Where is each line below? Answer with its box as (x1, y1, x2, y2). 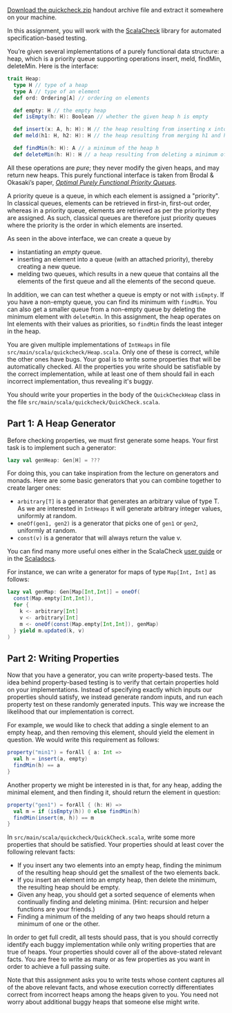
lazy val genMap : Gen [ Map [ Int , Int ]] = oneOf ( (7, 589, 141, 596)
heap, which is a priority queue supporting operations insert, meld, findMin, (7, 55, 222, 63)
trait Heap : (7, 75, 41, 82)
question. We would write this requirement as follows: (7, 736, 160, 744)
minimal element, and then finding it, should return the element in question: (7, 788, 221, 796)
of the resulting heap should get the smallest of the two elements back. (17, 869, 220, 877)
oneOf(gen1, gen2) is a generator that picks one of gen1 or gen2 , (17, 519, 198, 527)
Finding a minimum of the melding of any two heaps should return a (17, 912, 211, 921)
